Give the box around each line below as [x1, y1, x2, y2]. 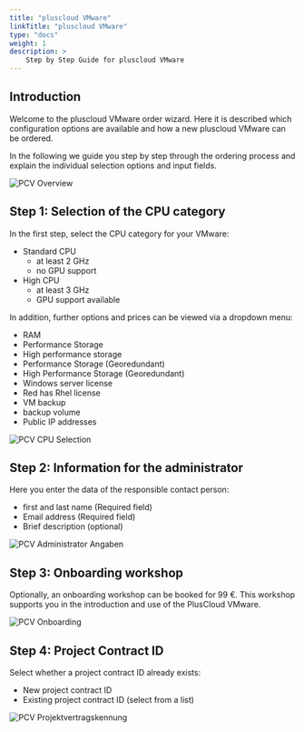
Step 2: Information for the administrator [9, 460, 243, 476]
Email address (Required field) [22, 511, 136, 523]
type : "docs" [9, 30, 59, 39]
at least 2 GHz [35, 256, 90, 266]
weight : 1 [9, 38, 47, 48]
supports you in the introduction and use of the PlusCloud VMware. [9, 599, 261, 610]
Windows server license [22, 377, 113, 388]
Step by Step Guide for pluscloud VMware [25, 55, 184, 65]
